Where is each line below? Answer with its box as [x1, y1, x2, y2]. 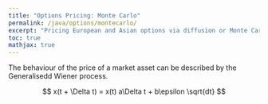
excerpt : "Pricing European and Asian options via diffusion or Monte [8, 26, 248, 34]
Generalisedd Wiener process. [8, 71, 108, 81]
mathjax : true [8, 41, 56, 49]
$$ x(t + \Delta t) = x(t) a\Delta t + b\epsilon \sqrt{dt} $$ [42, 87, 226, 96]
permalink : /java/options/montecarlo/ [8, 19, 137, 27]
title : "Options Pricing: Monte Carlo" [8, 11, 141, 20]
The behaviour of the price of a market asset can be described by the [8, 63, 237, 72]
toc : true [8, 33, 41, 42]
